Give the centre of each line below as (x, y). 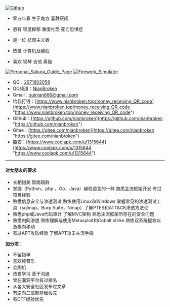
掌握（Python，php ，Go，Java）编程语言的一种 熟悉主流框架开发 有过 (87, 189)
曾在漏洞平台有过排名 (35, 280)
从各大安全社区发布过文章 (39, 287)
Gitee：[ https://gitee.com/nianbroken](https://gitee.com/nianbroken (83, 130)
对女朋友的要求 (21, 170)
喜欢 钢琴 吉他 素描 (32, 62)
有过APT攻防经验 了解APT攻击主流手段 (53, 233)
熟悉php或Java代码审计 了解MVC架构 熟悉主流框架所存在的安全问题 (83, 214)
